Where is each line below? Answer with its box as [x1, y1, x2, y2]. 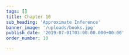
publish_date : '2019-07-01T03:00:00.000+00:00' [6, 30, 125, 36]
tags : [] [6, 8, 28, 14]
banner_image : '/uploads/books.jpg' [6, 24, 96, 31]
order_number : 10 [6, 35, 49, 41]
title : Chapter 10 [6, 14, 51, 20]
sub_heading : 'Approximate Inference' [6, 19, 101, 25]
